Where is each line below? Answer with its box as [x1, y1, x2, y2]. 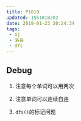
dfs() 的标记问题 [15, 108, 56, 116]
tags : [6, 26, 20, 32]
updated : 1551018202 [6, 15, 59, 21]
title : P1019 [6, 9, 40, 15]
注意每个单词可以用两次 [15, 82, 74, 89]
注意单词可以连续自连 [15, 95, 69, 102]
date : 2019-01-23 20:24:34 [6, 20, 75, 26]
